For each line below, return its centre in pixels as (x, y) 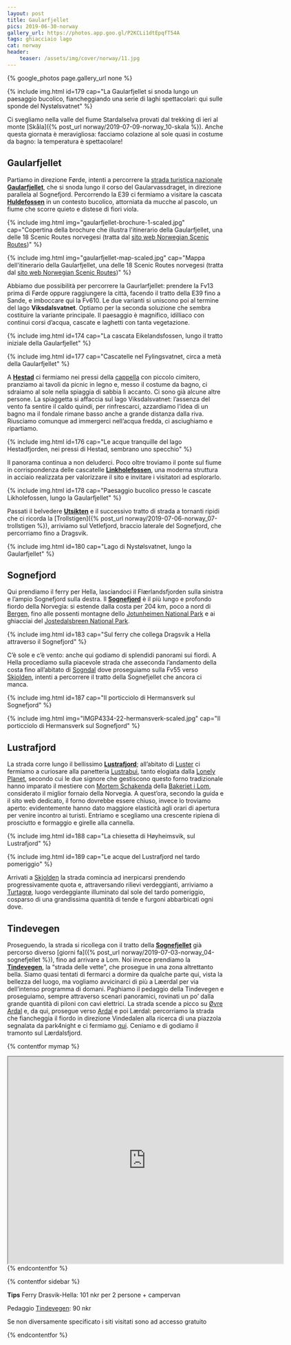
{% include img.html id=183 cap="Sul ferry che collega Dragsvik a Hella (109, 634)
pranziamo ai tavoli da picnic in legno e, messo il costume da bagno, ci (107, 384)
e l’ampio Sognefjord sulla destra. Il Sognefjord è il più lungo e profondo (109, 599)
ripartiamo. (23, 428)
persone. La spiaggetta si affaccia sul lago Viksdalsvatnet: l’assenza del (109, 399)
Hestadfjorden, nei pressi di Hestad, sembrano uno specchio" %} (100, 449)
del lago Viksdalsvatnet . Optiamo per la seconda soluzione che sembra (109, 307)
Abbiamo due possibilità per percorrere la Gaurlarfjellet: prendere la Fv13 (110, 285)
